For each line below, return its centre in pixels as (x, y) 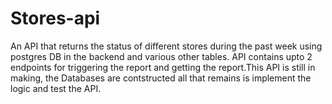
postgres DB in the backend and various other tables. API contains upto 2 (161, 56)
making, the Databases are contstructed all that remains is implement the (161, 78)
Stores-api (55, 18)
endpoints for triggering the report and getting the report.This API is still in (163, 67)
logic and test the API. (56, 88)
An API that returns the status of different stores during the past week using (166, 46)
